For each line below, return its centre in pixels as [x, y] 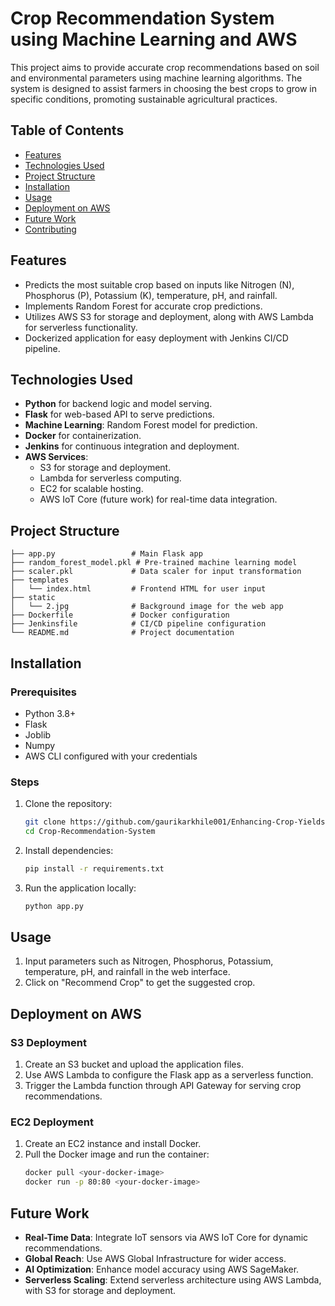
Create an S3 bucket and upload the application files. [134, 1064]
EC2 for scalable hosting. [91, 489]
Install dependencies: [69, 850]
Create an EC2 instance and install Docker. [113, 1144]
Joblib [38, 734]
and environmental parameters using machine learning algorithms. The [156, 78]
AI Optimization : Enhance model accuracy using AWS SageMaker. [162, 1269]
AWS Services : [56, 457]
